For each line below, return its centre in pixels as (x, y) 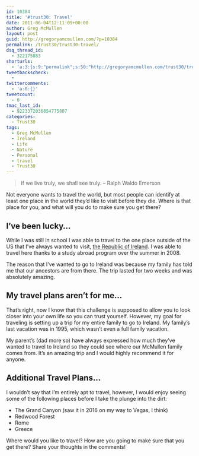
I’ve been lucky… (38, 226)
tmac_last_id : (24, 105)
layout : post (22, 34)
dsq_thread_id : (25, 50)
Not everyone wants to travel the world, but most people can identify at (93, 195)
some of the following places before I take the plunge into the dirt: (86, 398)
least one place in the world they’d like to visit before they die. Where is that (99, 201)
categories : (21, 116)
